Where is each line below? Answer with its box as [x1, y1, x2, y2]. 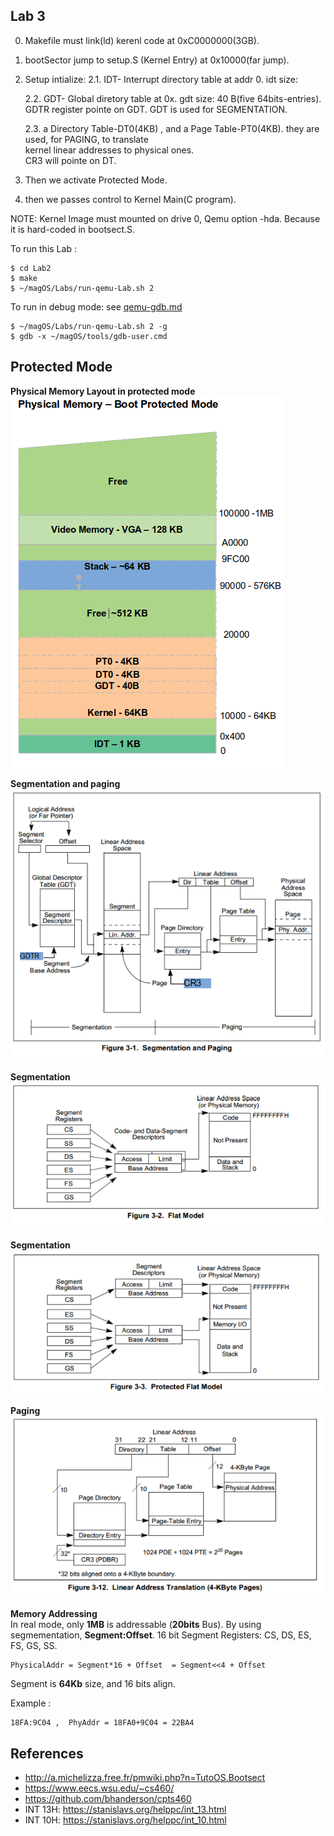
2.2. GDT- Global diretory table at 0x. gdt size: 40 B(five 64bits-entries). [24, 92, 322, 104]
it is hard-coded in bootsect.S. [10, 223, 136, 235]
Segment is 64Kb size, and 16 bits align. [10, 1678, 176, 1690]
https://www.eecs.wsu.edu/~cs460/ [24, 1782, 175, 1794]
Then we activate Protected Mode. [24, 174, 168, 186]
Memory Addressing [10, 1608, 98, 1620]
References [10, 1745, 84, 1762]
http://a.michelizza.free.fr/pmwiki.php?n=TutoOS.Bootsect [24, 1772, 266, 1784]
